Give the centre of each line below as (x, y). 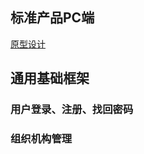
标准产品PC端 (52, 18)
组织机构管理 (41, 139)
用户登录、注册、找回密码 (72, 110)
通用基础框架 (50, 78)
